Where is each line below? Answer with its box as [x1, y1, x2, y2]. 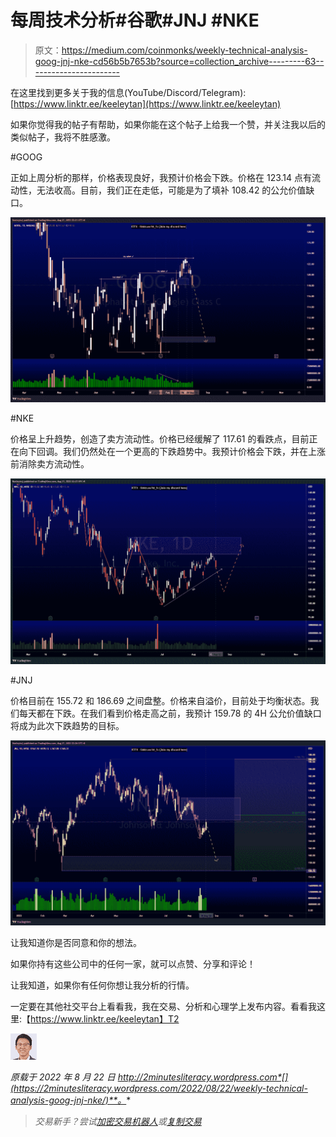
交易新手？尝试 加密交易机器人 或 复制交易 [34, 1115, 202, 1127]
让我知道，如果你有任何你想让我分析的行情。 [10, 979, 195, 991]
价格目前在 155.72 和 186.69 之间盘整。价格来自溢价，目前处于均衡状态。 [10, 694, 311, 706]
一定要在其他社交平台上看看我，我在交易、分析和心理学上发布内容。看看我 [10, 1000, 317, 1012]
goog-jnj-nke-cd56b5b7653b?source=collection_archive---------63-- [34, 55, 325, 67]
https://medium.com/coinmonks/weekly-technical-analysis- [61, 44, 308, 56]
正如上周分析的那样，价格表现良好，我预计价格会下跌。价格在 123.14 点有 [10, 171, 313, 183]
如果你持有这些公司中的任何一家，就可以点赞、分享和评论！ [10, 957, 256, 970]
